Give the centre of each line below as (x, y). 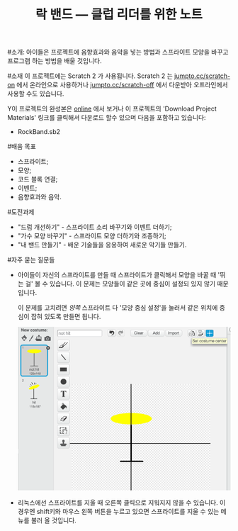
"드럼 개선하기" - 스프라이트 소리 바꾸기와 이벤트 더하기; (95, 227)
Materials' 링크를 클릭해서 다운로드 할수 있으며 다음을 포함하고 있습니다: (107, 118)
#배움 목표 (22, 147)
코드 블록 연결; (38, 179)
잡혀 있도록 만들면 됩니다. (66, 317)
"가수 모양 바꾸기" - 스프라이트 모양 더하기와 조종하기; (92, 236)
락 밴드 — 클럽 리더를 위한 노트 (119, 15)
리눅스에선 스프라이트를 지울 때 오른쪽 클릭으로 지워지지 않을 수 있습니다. (118, 503)
